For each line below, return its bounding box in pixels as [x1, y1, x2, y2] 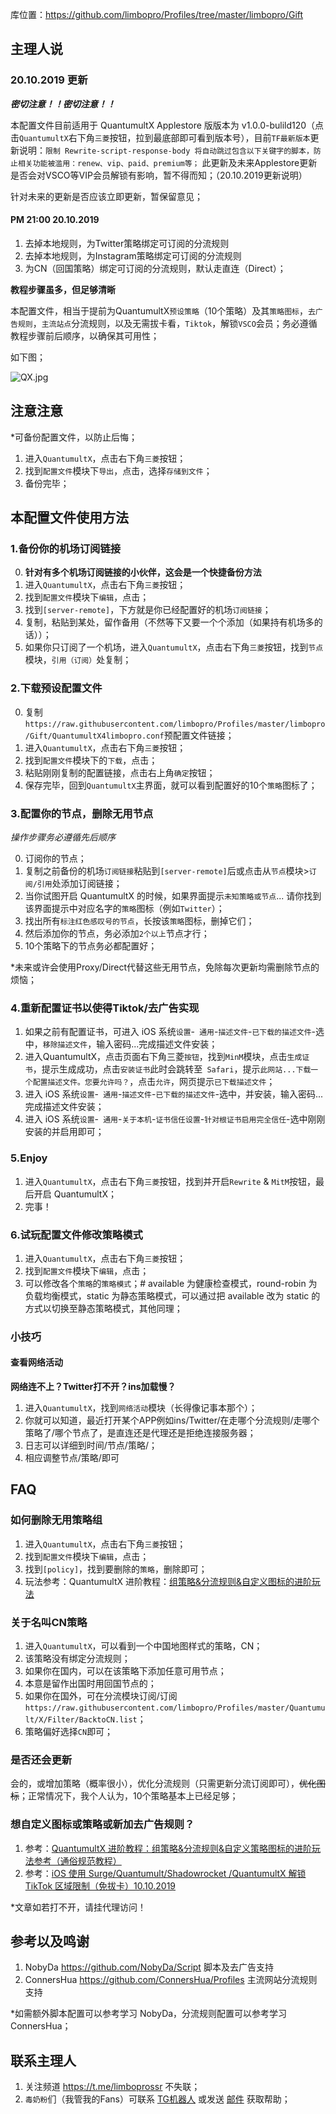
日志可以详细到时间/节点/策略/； [24, 1439, 158, 1451]
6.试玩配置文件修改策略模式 [10, 1228, 143, 1242]
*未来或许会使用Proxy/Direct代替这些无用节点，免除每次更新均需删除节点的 [10, 961, 320, 973]
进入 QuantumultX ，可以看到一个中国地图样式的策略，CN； [24, 1639, 263, 1652]
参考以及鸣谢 [10, 1933, 90, 1950]
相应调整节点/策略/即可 [24, 1452, 120, 1463]
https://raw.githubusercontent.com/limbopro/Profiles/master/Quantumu [24, 1703, 326, 1713]
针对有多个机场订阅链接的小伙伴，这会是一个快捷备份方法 [24, 566, 262, 578]
